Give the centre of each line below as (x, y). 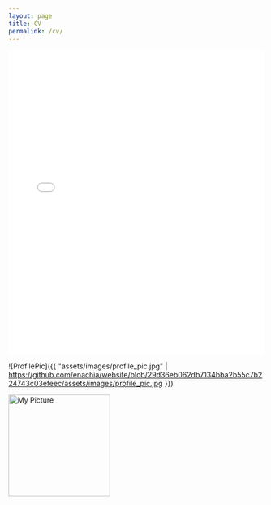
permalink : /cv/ (36, 31)
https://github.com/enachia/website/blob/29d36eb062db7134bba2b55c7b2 (135, 375)
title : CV (25, 24)
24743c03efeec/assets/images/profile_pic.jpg (86, 384)
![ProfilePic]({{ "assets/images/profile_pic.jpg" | (88, 366)
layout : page (30, 16)
